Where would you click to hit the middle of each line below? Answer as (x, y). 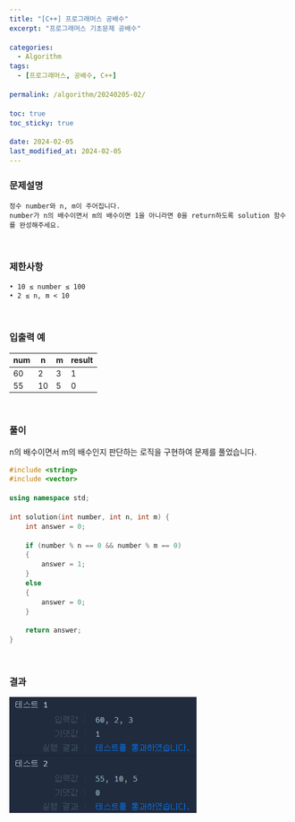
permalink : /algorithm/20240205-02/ (77, 94)
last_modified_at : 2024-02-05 (66, 151)
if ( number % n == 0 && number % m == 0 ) (104, 545)
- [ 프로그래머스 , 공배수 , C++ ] (67, 76)
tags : (19, 66)
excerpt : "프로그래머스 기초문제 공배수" (75, 28)
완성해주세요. (40, 225)
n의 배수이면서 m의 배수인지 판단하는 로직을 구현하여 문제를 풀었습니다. (133, 452)
